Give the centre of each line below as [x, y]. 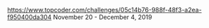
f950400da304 [29, 17]
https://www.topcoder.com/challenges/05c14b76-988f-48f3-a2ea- [104, 10]
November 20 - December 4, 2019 [102, 17]
